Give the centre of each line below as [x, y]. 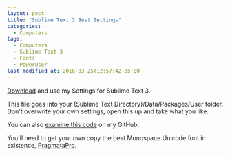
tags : [15, 39]
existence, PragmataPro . [42, 145]
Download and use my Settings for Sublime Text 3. [79, 91]
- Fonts [24, 58]
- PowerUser [31, 65]
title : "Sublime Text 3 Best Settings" [64, 20]
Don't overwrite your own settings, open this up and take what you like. [108, 111]
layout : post [26, 13]
